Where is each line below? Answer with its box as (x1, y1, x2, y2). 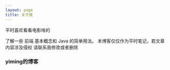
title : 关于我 (5, 12, 33, 17)
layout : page (5, 7, 33, 13)
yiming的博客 (5, 58, 39, 65)
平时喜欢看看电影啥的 (5, 27, 50, 33)
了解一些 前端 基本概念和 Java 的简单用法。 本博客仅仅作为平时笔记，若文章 (5, 38, 165, 44)
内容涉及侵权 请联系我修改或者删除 (5, 44, 78, 50)
